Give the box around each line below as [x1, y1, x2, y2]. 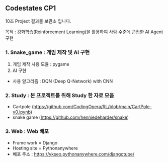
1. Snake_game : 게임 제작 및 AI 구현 [5, 49, 90, 56]
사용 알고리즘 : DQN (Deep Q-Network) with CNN [12, 78, 113, 85]
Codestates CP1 [5, 4, 56, 13]
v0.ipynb [12, 109, 31, 115]
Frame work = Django [12, 139, 58, 145]
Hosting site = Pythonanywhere [12, 145, 78, 151]
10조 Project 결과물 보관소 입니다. [5, 18, 71, 24]
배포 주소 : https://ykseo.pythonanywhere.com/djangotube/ [12, 151, 135, 157]
